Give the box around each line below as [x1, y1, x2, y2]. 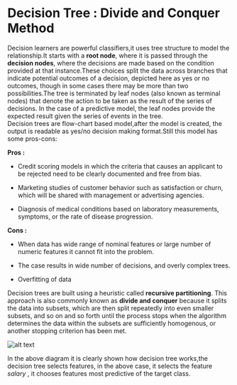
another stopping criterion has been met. [7, 326, 127, 335]
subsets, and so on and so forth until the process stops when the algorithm [7, 311, 227, 320]
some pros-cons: [7, 134, 58, 143]
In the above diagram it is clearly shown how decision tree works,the [7, 354, 208, 362]
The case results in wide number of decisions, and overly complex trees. [17, 261, 231, 270]
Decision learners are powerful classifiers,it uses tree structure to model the [7, 43, 230, 52]
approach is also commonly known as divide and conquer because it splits [7, 296, 227, 305]
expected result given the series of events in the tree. [7, 112, 163, 120]
